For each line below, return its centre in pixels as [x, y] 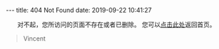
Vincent [34, 38]
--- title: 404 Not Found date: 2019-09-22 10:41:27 [79, 10]
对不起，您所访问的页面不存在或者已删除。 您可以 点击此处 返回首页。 [117, 24]
